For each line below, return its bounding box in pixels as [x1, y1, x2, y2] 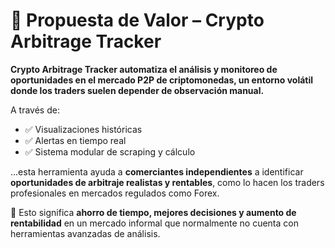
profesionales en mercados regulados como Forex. [10, 187, 220, 199]
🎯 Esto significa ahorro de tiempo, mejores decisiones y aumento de [10, 206, 297, 218]
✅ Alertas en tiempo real [24, 134, 127, 146]
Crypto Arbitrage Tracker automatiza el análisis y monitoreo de [10, 63, 278, 75]
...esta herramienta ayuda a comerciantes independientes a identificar [10, 165, 304, 178]
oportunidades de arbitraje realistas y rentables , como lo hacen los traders [10, 176, 325, 188]
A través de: [10, 104, 60, 116]
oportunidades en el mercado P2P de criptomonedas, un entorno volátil [10, 74, 314, 86]
